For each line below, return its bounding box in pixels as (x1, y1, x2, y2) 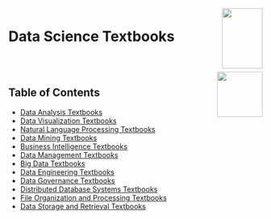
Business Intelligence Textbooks (19, 141, 127, 151)
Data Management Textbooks (19, 150, 119, 159)
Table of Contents (8, 86, 101, 100)
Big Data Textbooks (19, 159, 86, 168)
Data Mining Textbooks (19, 133, 98, 143)
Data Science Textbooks (8, 27, 175, 46)
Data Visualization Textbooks (19, 116, 117, 126)
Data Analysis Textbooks (19, 107, 103, 117)
